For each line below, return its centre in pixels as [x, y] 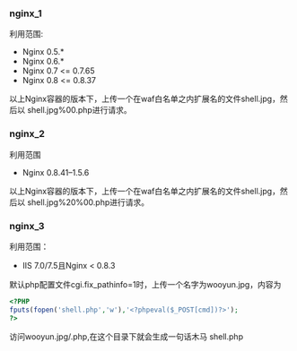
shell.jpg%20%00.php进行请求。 [88, 202]
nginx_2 [27, 134]
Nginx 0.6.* [43, 62]
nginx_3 [27, 226]
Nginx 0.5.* [43, 52]
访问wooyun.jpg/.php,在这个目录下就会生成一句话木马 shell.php [127, 336]
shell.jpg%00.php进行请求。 [79, 110]
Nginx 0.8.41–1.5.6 [56, 172]
